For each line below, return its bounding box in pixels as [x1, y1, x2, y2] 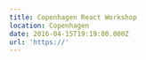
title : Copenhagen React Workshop [9, 12, 138, 22]
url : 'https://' [9, 37, 69, 47]
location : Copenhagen [9, 21, 90, 30]
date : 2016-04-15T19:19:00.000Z [9, 29, 129, 38]
